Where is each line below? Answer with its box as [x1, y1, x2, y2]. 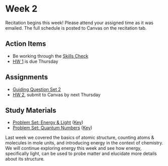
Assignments [5, 73, 48, 81]
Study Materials [5, 106, 57, 115]
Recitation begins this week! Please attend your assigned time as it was [5, 20, 154, 26]
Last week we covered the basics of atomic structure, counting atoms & [5, 134, 154, 141]
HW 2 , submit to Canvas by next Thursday [12, 92, 101, 98]
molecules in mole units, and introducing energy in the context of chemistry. [5, 140, 163, 146]
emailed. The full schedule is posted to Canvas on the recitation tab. [5, 25, 147, 31]
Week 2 [5, 3, 38, 15]
